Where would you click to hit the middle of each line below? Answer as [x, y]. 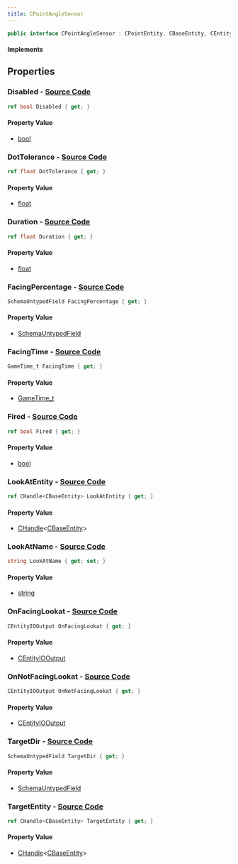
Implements [25, 50]
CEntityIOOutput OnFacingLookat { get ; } [69, 626]
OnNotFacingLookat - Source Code [69, 677]
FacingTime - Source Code [54, 351]
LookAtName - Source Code [57, 547]
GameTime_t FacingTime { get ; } [55, 366]
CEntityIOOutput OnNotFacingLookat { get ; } [74, 691]
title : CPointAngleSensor [45, 14]
